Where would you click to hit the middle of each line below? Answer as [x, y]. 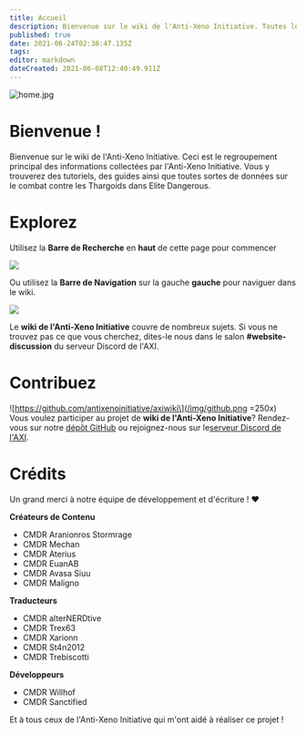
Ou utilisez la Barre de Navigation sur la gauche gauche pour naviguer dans [153, 282]
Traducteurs [33, 600]
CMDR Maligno [51, 583]
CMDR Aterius [49, 554]
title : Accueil [38, 18]
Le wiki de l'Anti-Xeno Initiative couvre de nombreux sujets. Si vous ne [143, 326]
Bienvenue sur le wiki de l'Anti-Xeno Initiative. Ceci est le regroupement [143, 157]
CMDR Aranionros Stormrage [77, 535]
